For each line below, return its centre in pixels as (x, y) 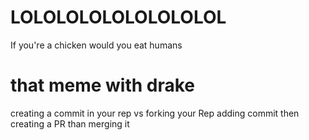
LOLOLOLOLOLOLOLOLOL (118, 17)
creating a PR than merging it (70, 123)
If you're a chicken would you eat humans (96, 45)
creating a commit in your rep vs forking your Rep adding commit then (155, 113)
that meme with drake (102, 85)
